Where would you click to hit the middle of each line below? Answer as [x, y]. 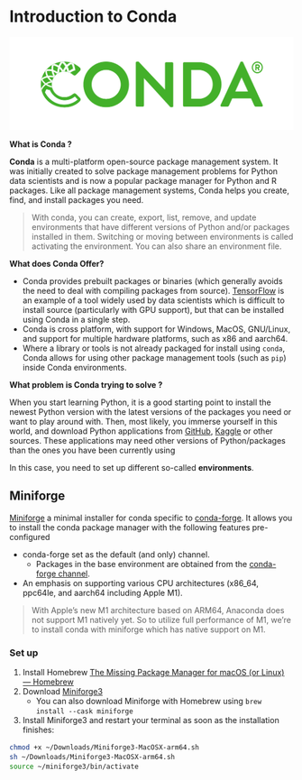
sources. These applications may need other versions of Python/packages [147, 440]
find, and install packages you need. [77, 199]
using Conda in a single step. [76, 319]
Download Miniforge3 [63, 691]
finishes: [38, 730]
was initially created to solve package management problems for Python [143, 171]
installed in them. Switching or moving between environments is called [162, 236]
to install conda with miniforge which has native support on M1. [148, 629]
